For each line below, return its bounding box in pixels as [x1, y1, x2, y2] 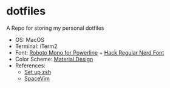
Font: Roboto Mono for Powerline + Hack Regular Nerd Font [15, 49, 165, 56]
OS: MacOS [15, 36, 44, 43]
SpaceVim [24, 75, 50, 82]
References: [15, 62, 46, 69]
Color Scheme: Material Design [15, 55, 93, 63]
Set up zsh [24, 68, 52, 75]
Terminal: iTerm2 [15, 42, 58, 50]
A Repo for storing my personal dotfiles [6, 24, 104, 32]
